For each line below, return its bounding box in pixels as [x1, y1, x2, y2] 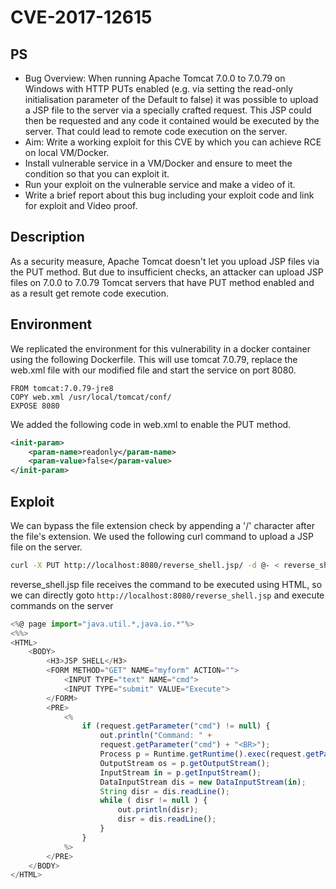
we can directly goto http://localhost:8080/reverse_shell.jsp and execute [10, 589, 325, 601]
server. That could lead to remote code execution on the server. [24, 126, 288, 137]
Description [10, 229, 85, 246]
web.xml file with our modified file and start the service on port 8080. [10, 364, 297, 376]
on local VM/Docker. [24, 147, 110, 158]
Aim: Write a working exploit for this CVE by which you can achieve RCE [24, 136, 322, 148]
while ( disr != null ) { [99, 796, 208, 806]
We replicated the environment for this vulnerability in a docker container [10, 342, 312, 355]
